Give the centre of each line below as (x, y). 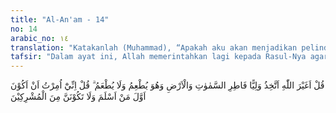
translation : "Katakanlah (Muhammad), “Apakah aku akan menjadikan (154, 47)
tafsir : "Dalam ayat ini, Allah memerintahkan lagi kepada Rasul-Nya (158, 57)
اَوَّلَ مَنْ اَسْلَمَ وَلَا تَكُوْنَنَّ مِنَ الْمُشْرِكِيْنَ (78, 97)
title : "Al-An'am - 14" (60, 19)
